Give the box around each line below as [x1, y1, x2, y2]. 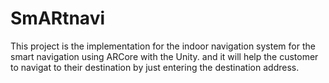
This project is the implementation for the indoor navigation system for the [10, 40, 316, 52]
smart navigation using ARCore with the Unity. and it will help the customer [10, 50, 319, 62]
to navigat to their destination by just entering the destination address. [10, 61, 300, 73]
